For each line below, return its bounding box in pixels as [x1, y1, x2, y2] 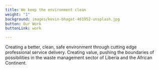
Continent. [5, 60, 27, 66]
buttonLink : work [5, 26, 42, 31]
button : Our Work [5, 21, 42, 26]
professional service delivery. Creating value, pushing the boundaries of [5, 49, 154, 55]
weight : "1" [5, 12, 30, 17]
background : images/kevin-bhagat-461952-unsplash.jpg [5, 16, 120, 21]
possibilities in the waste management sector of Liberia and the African [5, 54, 152, 60]
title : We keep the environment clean [5, 7, 86, 12]
